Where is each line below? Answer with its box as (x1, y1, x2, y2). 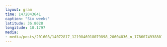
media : (5, 30, 19, 35)
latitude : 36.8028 (5, 21, 43, 26)
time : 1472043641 (5, 12, 41, 17)
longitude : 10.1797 (5, 25, 46, 30)
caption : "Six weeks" (5, 16, 50, 21)
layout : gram (5, 7, 32, 12)
